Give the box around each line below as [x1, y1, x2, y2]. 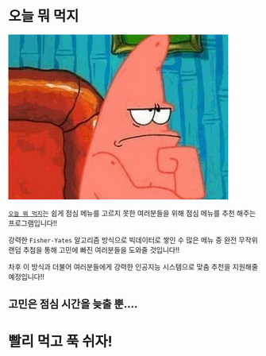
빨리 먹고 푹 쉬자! [8, 332, 113, 350]
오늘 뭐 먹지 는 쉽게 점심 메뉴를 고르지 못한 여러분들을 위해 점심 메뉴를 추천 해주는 [8, 208, 256, 218]
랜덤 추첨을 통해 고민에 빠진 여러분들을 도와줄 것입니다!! [8, 245, 180, 254]
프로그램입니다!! [8, 218, 58, 227]
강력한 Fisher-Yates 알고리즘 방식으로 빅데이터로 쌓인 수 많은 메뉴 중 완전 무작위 [8, 235, 258, 245]
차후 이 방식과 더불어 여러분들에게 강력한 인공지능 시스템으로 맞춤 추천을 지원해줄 [8, 261, 259, 271]
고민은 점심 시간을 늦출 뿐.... [8, 297, 138, 311]
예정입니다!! [8, 272, 45, 281]
